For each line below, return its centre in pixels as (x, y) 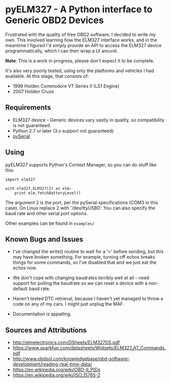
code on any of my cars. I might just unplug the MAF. (68, 304)
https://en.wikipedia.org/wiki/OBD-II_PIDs (56, 370)
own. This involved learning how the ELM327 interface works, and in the (81, 40)
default (20, 289)
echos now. (25, 268)
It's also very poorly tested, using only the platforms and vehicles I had (80, 71)
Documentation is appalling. (42, 314)
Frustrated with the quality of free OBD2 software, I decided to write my (81, 34)
